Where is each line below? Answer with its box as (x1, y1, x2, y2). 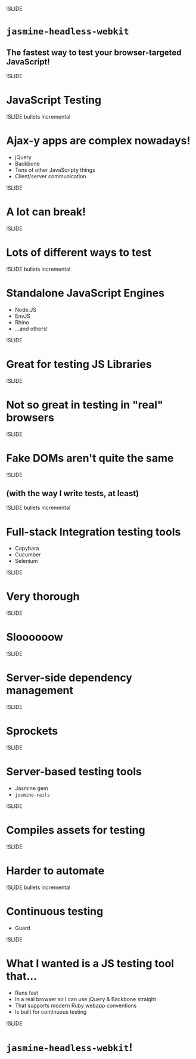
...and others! (14, 325, 48, 332)
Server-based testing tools (6, 765, 142, 779)
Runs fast (14, 989, 39, 996)
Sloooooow (6, 630, 64, 644)
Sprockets (6, 724, 58, 738)
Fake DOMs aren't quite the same (6, 451, 174, 465)
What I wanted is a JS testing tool (6, 956, 175, 970)
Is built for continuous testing (14, 1008, 87, 1015)
